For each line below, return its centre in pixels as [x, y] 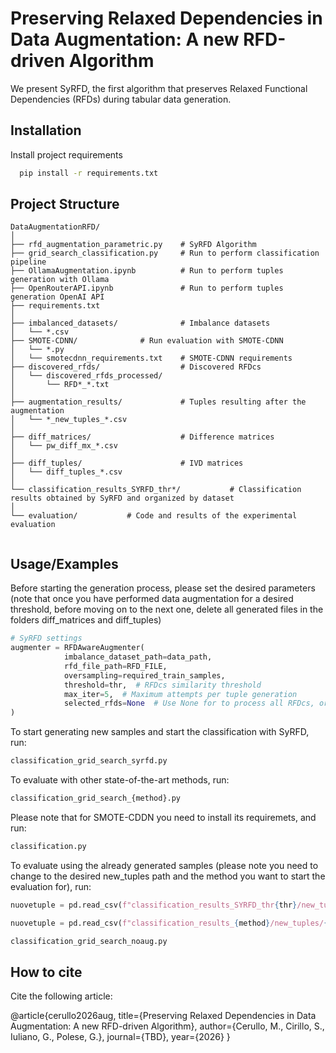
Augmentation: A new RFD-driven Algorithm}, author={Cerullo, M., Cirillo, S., [167, 1026]
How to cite [46, 972]
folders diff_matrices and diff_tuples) [86, 620]
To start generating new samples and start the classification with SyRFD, [160, 732]
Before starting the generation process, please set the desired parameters [163, 588]
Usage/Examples [64, 563]
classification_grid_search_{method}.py [96, 798]
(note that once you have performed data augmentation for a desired [152, 599]
